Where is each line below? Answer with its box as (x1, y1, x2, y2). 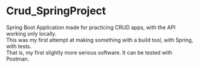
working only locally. (6, 30, 56, 37)
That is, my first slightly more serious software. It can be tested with (6, 49, 173, 56)
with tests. (6, 43, 31, 50)
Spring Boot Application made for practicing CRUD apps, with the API (6, 24, 176, 31)
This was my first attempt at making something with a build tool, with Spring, (6, 36, 194, 43)
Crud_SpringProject (6, 4, 106, 18)
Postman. (6, 55, 30, 62)
